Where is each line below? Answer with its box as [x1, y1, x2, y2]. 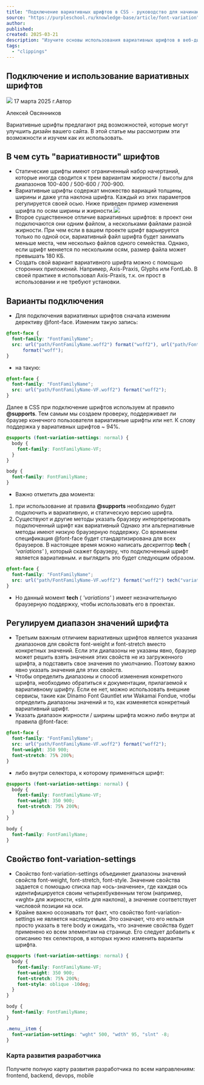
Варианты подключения [6, 296, 104, 306]
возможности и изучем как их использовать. [6, 134, 124, 141]
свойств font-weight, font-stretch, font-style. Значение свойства [15, 876, 180, 884]
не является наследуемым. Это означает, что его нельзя [36, 915, 185, 923]
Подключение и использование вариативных [6, 71, 189, 81]
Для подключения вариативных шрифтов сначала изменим [15, 312, 171, 319]
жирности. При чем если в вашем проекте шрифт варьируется [15, 226, 179, 234]
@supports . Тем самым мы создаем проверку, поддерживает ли [6, 410, 177, 417]
